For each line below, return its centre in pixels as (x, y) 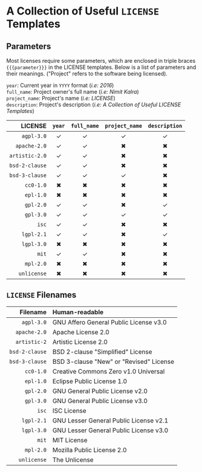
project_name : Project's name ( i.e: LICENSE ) (61, 98)
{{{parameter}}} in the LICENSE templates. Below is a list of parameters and (101, 67)
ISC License (69, 410)
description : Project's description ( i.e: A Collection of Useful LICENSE (94, 105)
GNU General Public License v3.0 (100, 401)
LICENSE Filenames (41, 295)
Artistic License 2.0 (80, 341)
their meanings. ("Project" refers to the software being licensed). (87, 73)
